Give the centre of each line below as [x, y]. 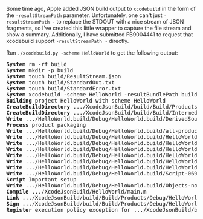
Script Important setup [41, 179]
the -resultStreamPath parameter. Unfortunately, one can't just [84, 15]
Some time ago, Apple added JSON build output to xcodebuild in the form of [101, 9]
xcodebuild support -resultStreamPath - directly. [68, 41]
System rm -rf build [37, 64]
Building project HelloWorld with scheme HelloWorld [86, 100]
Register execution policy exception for [69, 210]
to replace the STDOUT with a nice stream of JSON [120, 22]
